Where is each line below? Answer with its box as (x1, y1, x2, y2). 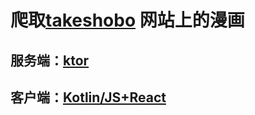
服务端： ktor (10, 52, 90, 69)
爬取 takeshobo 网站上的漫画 (10, 9, 245, 32)
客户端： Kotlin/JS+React (10, 89, 167, 106)
